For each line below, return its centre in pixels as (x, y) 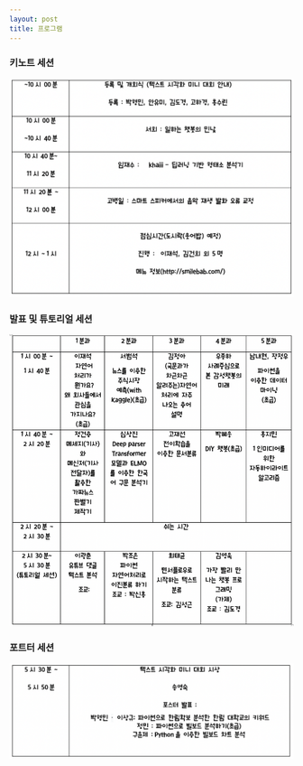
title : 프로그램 (36, 28)
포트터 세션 (32, 648)
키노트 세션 (32, 63)
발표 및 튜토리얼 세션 (51, 319)
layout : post (34, 19)
